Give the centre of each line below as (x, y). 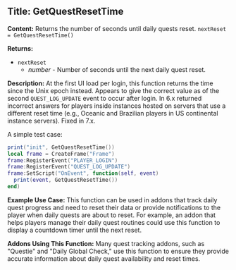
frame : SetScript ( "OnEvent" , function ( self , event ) (83, 173)
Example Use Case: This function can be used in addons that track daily (112, 200)
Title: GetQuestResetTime (66, 12)
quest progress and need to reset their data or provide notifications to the (114, 207)
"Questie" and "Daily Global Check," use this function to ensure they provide (118, 251)
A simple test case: (35, 134)
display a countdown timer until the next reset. (75, 230)
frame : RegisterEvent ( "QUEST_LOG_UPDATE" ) (69, 167)
